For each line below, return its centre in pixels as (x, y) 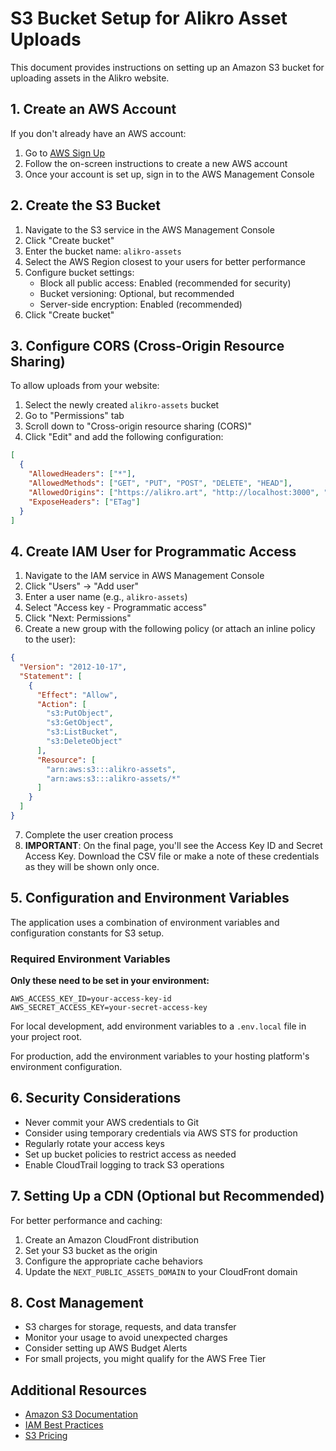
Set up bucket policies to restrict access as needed (130, 1154)
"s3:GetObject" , (80, 723)
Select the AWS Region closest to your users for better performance (165, 261)
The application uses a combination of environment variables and (145, 922)
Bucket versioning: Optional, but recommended (137, 293)
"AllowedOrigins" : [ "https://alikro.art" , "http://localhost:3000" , (174, 492)
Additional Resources (78, 1390)
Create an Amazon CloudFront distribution (111, 1239)
